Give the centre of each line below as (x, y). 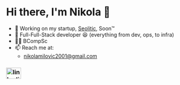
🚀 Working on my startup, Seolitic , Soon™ (65, 28)
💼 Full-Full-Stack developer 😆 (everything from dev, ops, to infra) (94, 34)
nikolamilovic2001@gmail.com (60, 56)
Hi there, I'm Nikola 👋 (58, 12)
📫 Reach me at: (34, 47)
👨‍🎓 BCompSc (31, 41)
